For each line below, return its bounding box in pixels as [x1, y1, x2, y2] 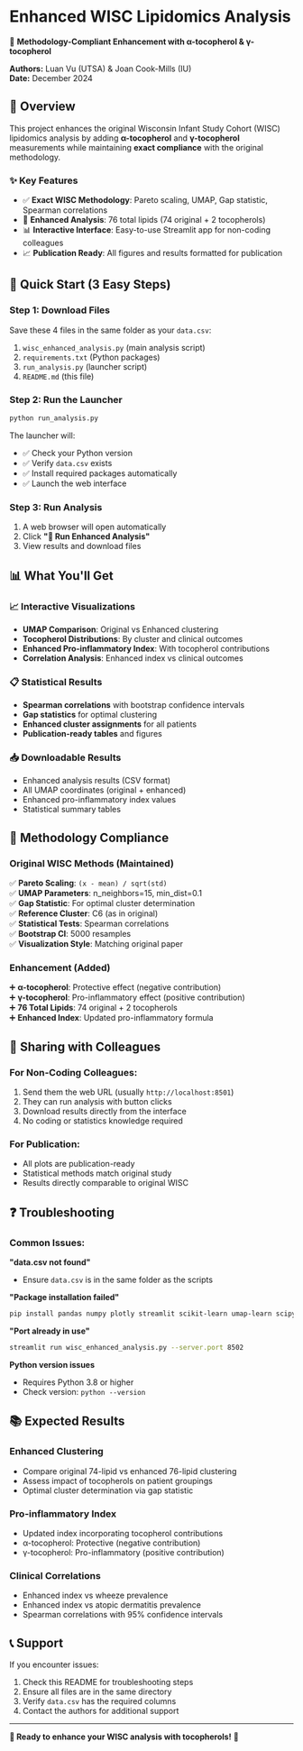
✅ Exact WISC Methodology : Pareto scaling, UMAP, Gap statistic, [22, 195, 269, 206]
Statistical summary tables [22, 804, 122, 815]
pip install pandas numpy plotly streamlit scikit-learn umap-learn [9, 1309, 272, 1318]
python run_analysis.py [9, 414, 99, 423]
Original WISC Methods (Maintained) [9, 857, 174, 869]
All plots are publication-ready [22, 1159, 135, 1169]
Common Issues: [9, 1236, 86, 1249]
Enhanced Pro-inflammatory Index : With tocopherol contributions [22, 643, 271, 654]
